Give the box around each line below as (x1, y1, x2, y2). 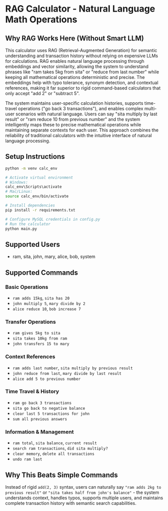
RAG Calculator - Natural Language (5, 3, 155, 15)
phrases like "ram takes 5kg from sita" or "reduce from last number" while (5, 69, 159, 75)
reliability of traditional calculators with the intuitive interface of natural (5, 133, 152, 138)
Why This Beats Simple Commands (5, 471, 118, 479)
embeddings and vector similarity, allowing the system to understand (5, 64, 149, 69)
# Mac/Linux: (5, 189, 33, 194)
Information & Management (5, 428, 74, 435)
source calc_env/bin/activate (5, 194, 69, 199)
